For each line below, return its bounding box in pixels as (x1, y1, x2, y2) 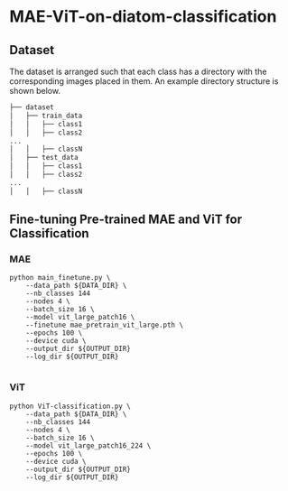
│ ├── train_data (9, 111, 83, 120)
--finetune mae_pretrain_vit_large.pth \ (25, 320, 183, 330)
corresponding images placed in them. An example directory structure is (9, 76, 279, 87)
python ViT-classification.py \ (9, 402, 131, 411)
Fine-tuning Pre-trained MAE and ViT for (9, 212, 243, 227)
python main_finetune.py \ (9, 273, 111, 283)
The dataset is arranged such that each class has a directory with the (9, 66, 267, 77)
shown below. (9, 86, 61, 96)
